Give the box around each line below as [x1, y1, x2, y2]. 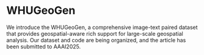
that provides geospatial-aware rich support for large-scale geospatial [6, 30, 183, 37]
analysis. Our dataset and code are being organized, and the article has [6, 36, 186, 44]
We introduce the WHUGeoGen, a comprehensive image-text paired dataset [6, 24, 198, 31]
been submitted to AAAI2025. [6, 43, 81, 50]
